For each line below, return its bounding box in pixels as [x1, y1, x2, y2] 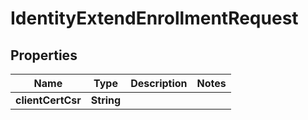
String [90, 93, 122, 107]
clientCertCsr [15, 93, 82, 107]
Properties [10, 47, 78, 64]
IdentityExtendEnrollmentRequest [10, 7, 299, 30]
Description [130, 77, 188, 90]
